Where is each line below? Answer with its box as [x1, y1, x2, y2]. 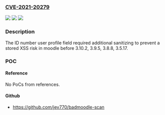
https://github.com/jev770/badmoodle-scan [12, 104, 105, 110]
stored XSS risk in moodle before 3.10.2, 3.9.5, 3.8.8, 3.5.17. [5, 45, 128, 51]
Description [5, 28, 35, 35]
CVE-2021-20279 [5, 4, 50, 11]
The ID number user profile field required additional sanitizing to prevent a [5, 39, 160, 46]
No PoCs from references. [5, 81, 60, 87]
